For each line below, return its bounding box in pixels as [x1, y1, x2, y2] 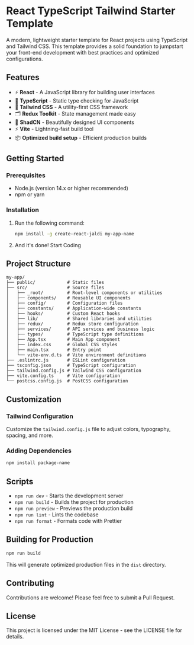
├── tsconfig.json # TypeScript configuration [6, 363, 136, 369]
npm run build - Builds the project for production [14, 499, 134, 506]
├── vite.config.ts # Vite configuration [6, 373, 120, 379]
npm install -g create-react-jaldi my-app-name [14, 231, 134, 237]
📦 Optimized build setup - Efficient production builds [14, 134, 147, 141]
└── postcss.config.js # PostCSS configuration [6, 378, 128, 384]
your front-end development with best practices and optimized [6, 49, 159, 56]
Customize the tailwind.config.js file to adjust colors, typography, [6, 426, 171, 433]
